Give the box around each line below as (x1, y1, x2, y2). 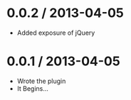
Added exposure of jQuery (16, 28, 95, 37)
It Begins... (16, 84, 49, 93)
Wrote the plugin (16, 77, 66, 85)
